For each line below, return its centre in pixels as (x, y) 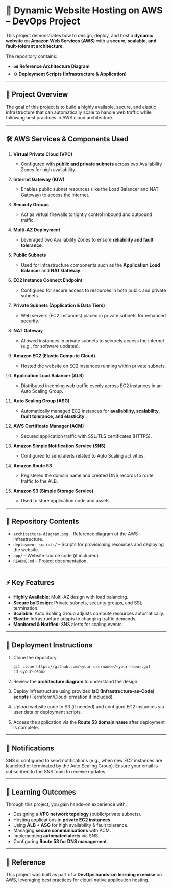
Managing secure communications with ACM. (62, 831)
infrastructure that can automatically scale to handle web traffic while (79, 112)
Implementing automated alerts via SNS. (56, 836)
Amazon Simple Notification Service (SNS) (59, 446)
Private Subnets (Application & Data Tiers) (59, 305)
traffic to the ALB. (39, 481)
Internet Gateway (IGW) (39, 179)
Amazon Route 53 (33, 465)
